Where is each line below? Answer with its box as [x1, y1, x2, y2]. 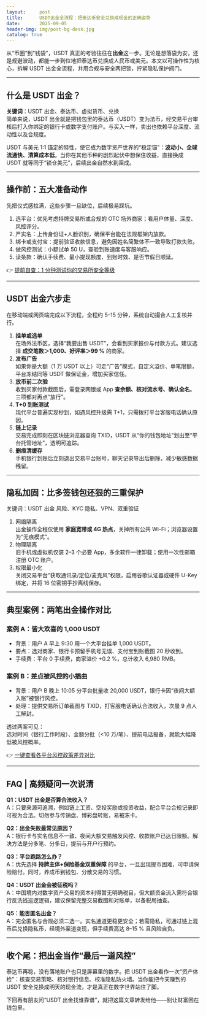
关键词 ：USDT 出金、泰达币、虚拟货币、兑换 [6, 107, 120, 115]
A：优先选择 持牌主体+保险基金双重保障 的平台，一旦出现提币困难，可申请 [6, 861, 194, 868]
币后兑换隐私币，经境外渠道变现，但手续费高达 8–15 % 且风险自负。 [6, 925, 178, 932]
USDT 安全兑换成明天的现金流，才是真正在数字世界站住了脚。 [6, 983, 162, 991]
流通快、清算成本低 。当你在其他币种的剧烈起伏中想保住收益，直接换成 [6, 151, 184, 158]
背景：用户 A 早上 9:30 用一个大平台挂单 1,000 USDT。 [15, 640, 154, 647]
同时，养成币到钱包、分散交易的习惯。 [27, 869, 124, 876]
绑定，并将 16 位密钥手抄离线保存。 [15, 579, 105, 586]
